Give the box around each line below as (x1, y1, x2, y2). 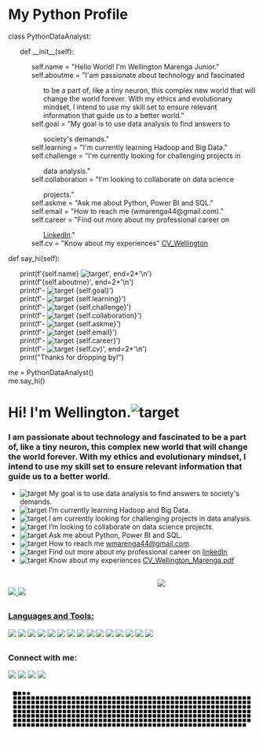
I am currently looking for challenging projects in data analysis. (48, 513, 252, 524)
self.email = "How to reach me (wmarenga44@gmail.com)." (31, 206, 225, 215)
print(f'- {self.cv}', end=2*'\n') (19, 344, 148, 353)
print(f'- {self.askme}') (19, 318, 122, 328)
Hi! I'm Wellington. (8, 403, 132, 421)
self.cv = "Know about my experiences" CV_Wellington (31, 238, 208, 248)
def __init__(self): (19, 46, 75, 56)
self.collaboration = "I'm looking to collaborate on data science (31, 175, 234, 184)
